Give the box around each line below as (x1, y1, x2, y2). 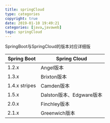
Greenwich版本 (40, 110, 76, 116)
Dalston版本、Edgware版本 (40, 92, 103, 98)
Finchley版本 (40, 101, 70, 107)
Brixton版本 (40, 74, 67, 80)
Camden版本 (40, 83, 70, 89)
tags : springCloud (5, 30, 42, 34)
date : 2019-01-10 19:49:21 (5, 20, 60, 26)
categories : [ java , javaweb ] (5, 25, 62, 30)
